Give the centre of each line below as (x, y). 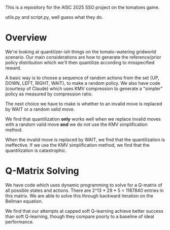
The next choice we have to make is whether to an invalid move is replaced (84, 104)
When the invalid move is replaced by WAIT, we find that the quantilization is (85, 140)
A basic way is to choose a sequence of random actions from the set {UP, (82, 78)
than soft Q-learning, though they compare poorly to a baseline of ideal (80, 216)
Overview (26, 38)
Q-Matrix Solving (42, 171)
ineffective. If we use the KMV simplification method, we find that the (77, 145)
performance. (20, 222)
